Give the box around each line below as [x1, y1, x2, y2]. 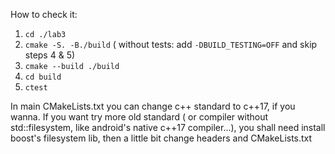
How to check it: [10, 9, 78, 20]
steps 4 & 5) [24, 49, 76, 61]
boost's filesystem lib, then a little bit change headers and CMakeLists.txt [10, 132, 313, 144]
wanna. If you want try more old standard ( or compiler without [10, 111, 268, 123]
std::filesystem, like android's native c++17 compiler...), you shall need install [10, 122, 326, 133]
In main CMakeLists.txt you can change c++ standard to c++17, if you [10, 100, 296, 112]
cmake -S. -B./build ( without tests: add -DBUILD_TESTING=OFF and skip [24, 39, 318, 50]
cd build [24, 72, 62, 82]
